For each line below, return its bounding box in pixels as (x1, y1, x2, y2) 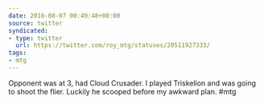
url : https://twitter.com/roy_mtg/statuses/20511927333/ (15, 42, 211, 50)
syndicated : (8, 26, 48, 34)
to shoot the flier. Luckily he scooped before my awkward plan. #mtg (8, 86, 237, 96)
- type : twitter (8, 34, 63, 42)
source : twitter (8, 19, 63, 27)
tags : (8, 49, 27, 57)
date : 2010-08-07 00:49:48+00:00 (8, 11, 121, 20)
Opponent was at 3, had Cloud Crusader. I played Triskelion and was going (8, 78, 256, 88)
